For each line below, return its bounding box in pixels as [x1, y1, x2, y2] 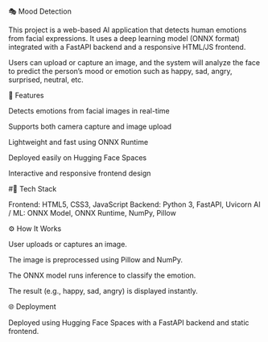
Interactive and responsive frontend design [8, 168, 151, 178]
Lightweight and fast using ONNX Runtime [8, 138, 149, 146]
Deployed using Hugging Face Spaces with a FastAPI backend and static [8, 318, 249, 328]
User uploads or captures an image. [8, 240, 127, 249]
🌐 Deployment [8, 302, 56, 311]
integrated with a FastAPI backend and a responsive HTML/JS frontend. [8, 43, 246, 52]
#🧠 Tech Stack [8, 184, 57, 193]
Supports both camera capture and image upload [8, 122, 171, 131]
